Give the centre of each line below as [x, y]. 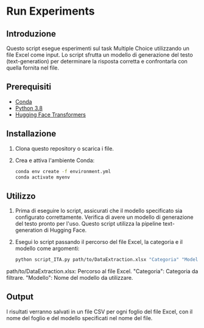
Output [20, 297]
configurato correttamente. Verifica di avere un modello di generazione [104, 217]
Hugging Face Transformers [51, 115]
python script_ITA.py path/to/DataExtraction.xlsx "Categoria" [97, 260]
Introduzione [31, 34]
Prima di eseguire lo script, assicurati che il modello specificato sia [99, 211]
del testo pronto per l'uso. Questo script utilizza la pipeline [88, 224]
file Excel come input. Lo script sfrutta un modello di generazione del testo [100, 55]
